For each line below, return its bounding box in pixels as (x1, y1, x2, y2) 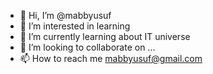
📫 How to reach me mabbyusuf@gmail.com (19, 53, 203, 64)
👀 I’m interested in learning (19, 20, 131, 32)
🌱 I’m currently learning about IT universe (19, 31, 191, 42)
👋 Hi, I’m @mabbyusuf (19, 10, 112, 21)
